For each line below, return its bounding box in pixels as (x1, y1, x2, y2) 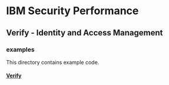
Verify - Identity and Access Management (6, 28, 163, 38)
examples (6, 45, 35, 54)
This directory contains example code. (6, 58, 100, 66)
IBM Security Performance (6, 4, 139, 18)
